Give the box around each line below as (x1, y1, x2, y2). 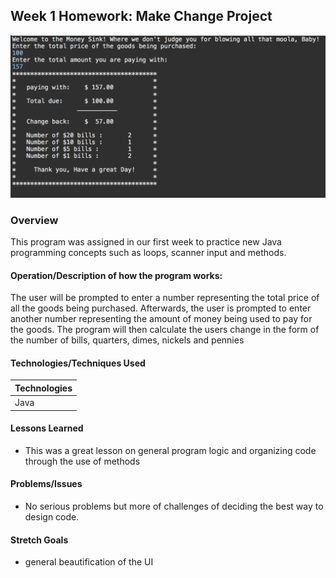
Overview (10, 213, 59, 227)
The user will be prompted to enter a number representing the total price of (10, 292, 320, 304)
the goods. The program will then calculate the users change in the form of (10, 324, 320, 336)
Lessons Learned (10, 422, 84, 434)
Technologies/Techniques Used (10, 357, 146, 369)
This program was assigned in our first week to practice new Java (10, 235, 282, 248)
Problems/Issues (10, 478, 83, 490)
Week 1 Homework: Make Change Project (10, 8, 273, 25)
